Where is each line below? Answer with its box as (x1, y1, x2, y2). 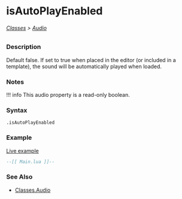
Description (6, 43, 41, 51)
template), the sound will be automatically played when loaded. (6, 63, 162, 70)
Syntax (6, 106, 28, 114)
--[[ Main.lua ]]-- (6, 158, 55, 165)
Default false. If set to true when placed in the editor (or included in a (6, 56, 177, 63)
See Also (6, 173, 33, 181)
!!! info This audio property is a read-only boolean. (6, 91, 131, 99)
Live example (6, 147, 39, 154)
